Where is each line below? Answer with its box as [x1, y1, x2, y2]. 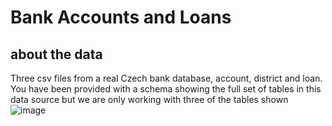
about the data [10, 46, 103, 63]
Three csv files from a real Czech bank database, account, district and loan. [10, 72, 323, 84]
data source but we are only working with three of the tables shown [10, 94, 289, 105]
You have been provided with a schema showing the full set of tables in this [10, 83, 322, 95]
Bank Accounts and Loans [10, 6, 232, 29]
